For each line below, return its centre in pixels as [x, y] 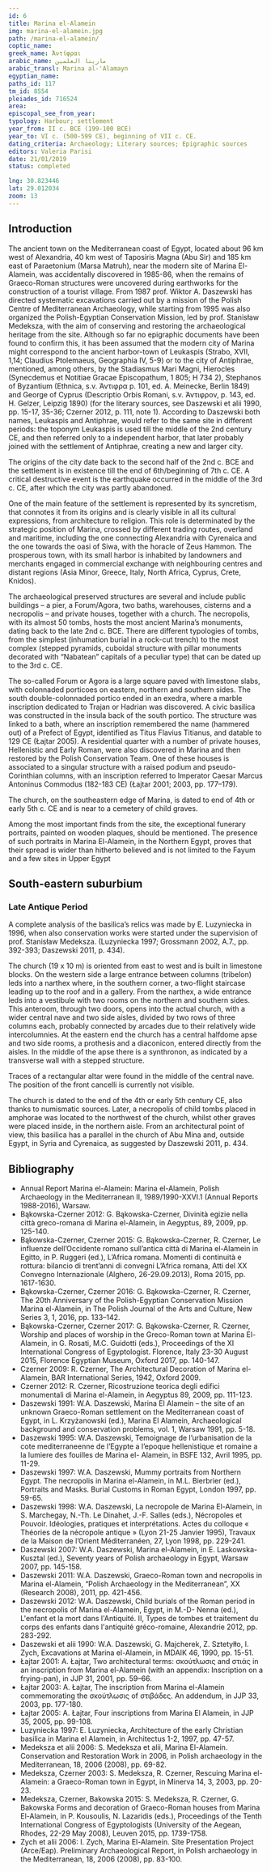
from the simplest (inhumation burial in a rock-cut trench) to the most [123, 639]
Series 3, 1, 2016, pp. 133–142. [70, 1318]
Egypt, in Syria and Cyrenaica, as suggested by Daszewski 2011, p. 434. [128, 1144]
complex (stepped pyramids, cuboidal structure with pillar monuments [125, 647]
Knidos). [22, 580]
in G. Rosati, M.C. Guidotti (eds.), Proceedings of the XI [143, 1344]
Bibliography [41, 1169]
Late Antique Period [48, 906]
